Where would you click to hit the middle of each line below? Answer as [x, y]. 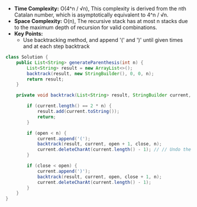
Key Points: [28, 34]
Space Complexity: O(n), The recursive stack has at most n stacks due [101, 21]
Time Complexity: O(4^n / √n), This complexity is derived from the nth [100, 9]
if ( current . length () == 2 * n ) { [69, 106]
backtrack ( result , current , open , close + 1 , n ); [99, 177]
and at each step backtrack [56, 46]
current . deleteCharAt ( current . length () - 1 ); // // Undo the [114, 150]
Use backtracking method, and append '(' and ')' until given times [103, 40]
